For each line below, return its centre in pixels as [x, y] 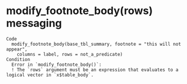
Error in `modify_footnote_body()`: [57, 65]
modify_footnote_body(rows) [79, 11]
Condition [18, 59]
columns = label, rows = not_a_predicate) [70, 54]
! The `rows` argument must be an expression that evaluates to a [95, 70]
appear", [17, 49]
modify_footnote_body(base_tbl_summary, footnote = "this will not [96, 44]
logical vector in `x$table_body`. [50, 75]
